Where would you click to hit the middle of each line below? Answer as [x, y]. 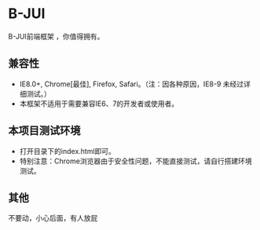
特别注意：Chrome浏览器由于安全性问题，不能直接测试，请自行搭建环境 [136, 161]
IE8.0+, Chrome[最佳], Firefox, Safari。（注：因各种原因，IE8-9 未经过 [132, 84]
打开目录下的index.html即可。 [68, 151]
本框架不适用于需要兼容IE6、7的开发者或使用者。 [99, 104]
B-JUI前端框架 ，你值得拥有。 [56, 36]
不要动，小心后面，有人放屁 [53, 218]
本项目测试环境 [44, 131]
